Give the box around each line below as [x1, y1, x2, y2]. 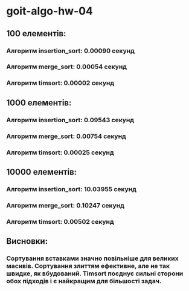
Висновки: [6, 236, 48, 246]
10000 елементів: [6, 166, 77, 177]
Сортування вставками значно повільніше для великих [6, 254, 179, 263]
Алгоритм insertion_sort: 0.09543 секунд [6, 116, 135, 124]
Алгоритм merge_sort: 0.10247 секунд [6, 201, 125, 209]
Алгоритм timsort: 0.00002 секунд [6, 79, 115, 87]
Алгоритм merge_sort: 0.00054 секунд [6, 62, 127, 71]
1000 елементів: [6, 97, 72, 108]
